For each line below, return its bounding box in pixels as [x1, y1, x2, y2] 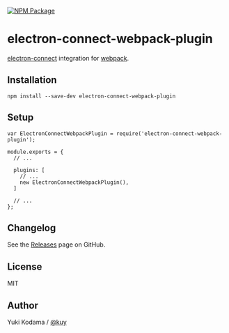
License [7, 261, 42, 272]
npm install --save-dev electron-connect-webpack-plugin [7, 93, 176, 100]
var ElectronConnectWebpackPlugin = [7, 130, 113, 137]
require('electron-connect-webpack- [116, 130, 223, 137]
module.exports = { [7, 148, 64, 155]
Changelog [7, 222, 56, 233]
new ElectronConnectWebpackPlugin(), [19, 178, 129, 186]
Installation [7, 74, 57, 86]
